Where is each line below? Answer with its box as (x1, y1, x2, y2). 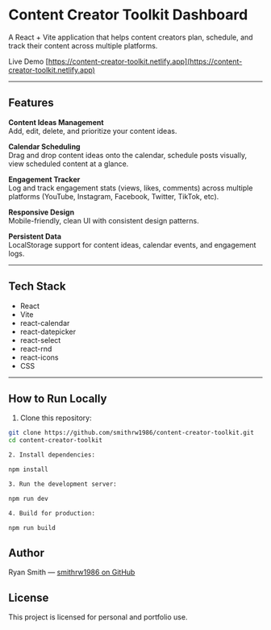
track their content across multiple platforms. (8, 40, 158, 50)
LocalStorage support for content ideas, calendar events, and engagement (8, 240, 256, 249)
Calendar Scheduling (8, 141, 81, 151)
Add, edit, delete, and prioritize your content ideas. (8, 126, 177, 136)
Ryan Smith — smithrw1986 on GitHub (8, 567, 135, 578)
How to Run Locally (8, 391, 107, 405)
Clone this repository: (19, 413, 92, 423)
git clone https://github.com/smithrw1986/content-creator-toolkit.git (8, 429, 254, 437)
